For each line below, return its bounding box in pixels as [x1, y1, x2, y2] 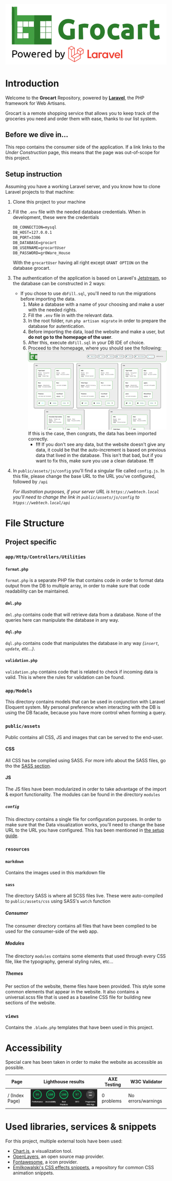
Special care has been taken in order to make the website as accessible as [5, 1059, 163, 1065]
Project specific [5, 538, 57, 546]
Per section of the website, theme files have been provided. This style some [5, 983, 165, 989]
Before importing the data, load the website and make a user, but [28, 328, 165, 335]
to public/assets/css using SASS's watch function [5, 898, 111, 905]
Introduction [5, 78, 59, 89]
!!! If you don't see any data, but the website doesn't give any [35, 441, 165, 447]
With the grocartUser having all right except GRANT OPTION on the [12, 260, 148, 266]
